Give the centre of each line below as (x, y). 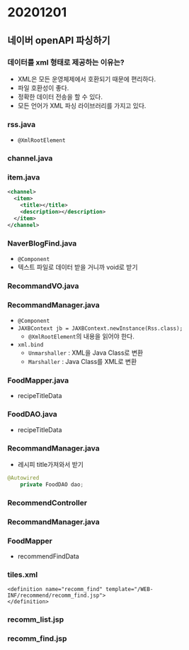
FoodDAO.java (33, 414)
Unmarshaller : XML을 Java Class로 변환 (86, 353)
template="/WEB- (129, 590)
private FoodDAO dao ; (52, 484)
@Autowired (23, 478)
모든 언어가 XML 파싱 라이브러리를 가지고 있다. (82, 105)
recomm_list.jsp (36, 619)
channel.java (30, 158)
